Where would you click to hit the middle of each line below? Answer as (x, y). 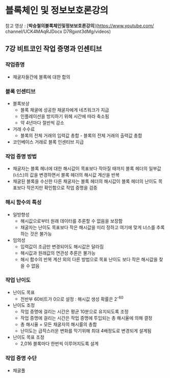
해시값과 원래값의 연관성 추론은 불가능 (58, 253)
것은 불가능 (41, 234)
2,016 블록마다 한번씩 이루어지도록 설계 (59, 344)
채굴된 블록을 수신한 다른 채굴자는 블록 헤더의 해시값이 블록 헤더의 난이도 (85, 181)
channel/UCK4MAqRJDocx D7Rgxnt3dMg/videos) (58, 31)
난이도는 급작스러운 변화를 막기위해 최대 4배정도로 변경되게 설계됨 (86, 331)
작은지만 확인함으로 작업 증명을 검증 (62, 188)
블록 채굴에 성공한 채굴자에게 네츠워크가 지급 (65, 110)
